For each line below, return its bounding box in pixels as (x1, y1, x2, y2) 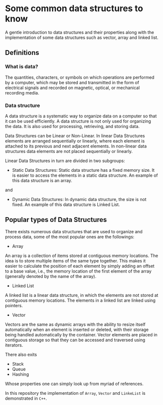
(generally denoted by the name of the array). (5, 273, 96, 279)
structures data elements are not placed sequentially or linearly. (5, 148, 133, 154)
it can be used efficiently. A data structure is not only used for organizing (5, 118, 151, 124)
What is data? (5, 63, 38, 70)
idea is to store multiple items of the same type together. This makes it (5, 258, 146, 263)
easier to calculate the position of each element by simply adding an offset (5, 263, 155, 269)
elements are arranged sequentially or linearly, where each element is (5, 138, 145, 144)
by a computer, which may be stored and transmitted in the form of (5, 79, 140, 85)
